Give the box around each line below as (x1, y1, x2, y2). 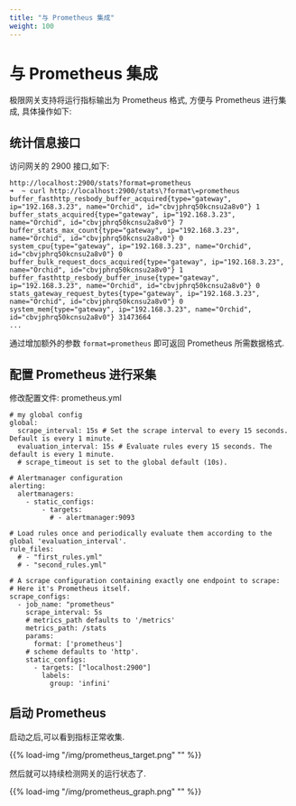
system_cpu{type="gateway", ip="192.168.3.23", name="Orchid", (9, 242, 253, 251)
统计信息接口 (9, 134, 81, 150)
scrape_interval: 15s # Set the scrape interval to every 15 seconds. (17, 426, 289, 436)
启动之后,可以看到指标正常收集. (9, 731, 125, 742)
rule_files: (9, 545, 54, 554)
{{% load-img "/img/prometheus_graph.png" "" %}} (9, 786, 202, 797)
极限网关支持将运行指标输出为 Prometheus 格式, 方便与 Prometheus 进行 (9, 95, 279, 106)
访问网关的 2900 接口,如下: (9, 161, 110, 171)
